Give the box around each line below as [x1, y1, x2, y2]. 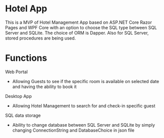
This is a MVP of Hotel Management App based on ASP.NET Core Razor [5, 19, 152, 25]
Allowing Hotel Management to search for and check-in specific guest [12, 102, 156, 109]
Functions [5, 52, 47, 64]
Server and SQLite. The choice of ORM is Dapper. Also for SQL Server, [5, 30, 149, 36]
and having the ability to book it [12, 84, 77, 90]
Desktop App [5, 93, 32, 99]
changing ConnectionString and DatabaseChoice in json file [12, 127, 135, 133]
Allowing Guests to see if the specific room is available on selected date [12, 78, 160, 84]
